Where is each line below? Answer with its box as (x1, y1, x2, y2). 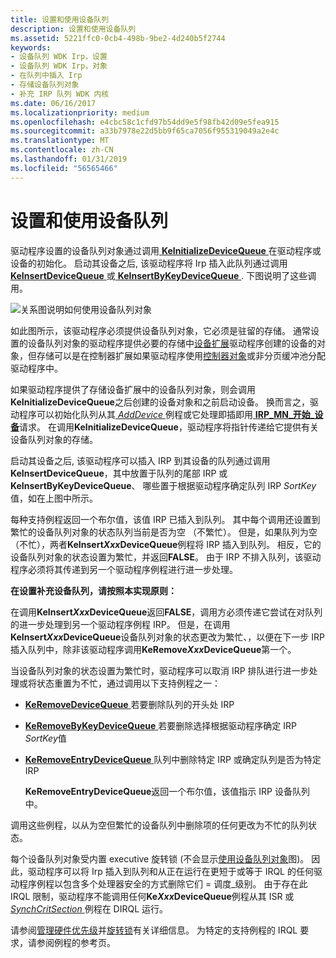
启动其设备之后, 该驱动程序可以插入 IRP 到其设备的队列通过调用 (10, 454, 271, 466)
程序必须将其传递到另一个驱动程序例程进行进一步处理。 (10, 563, 238, 575)
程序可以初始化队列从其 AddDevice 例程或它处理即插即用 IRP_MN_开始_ (18, 408, 315, 420)
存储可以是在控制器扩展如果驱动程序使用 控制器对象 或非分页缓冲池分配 (36, 349, 326, 361)
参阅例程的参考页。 (36, 936, 116, 948)
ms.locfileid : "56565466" (10, 163, 118, 173)
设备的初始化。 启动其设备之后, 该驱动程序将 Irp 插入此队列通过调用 (10, 257, 288, 269)
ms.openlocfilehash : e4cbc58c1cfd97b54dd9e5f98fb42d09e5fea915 (10, 117, 280, 127)
